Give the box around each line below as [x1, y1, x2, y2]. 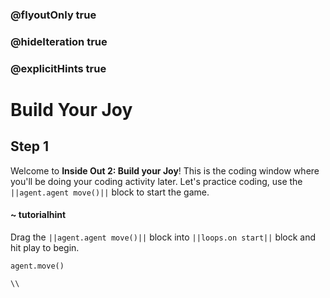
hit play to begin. [10, 241, 80, 253]
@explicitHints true [10, 61, 107, 75]
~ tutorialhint [10, 209, 67, 221]
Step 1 [10, 138, 50, 155]
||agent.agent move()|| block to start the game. [10, 186, 210, 198]
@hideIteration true [10, 34, 108, 48]
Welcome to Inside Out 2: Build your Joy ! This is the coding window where [10, 164, 320, 177]
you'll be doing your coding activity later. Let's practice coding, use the [10, 175, 303, 187]
